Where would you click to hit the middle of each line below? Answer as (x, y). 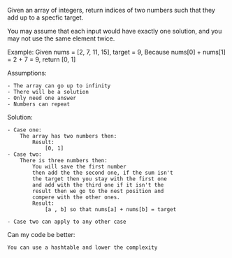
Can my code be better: (41, 235)
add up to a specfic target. (45, 17)
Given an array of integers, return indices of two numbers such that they (111, 10)
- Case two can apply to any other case (67, 222)
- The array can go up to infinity (59, 86)
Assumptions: (27, 73)
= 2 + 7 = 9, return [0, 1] (42, 59)
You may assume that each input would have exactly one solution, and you (115, 31)
